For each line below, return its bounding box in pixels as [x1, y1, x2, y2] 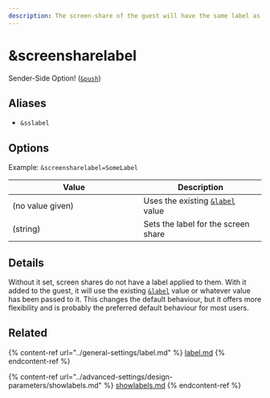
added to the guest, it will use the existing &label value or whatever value [8, 286, 251, 295]
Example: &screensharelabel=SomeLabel [8, 163, 138, 172]
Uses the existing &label [143, 195, 235, 206]
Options [8, 141, 50, 155]
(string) [12, 223, 41, 234]
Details [8, 255, 44, 270]
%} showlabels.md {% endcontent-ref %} [103, 380, 242, 390]
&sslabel [19, 119, 50, 127]
